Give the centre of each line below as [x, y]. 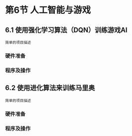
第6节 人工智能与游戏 [48, 10]
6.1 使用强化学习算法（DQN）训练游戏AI [66, 30]
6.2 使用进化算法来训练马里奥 [50, 88]
